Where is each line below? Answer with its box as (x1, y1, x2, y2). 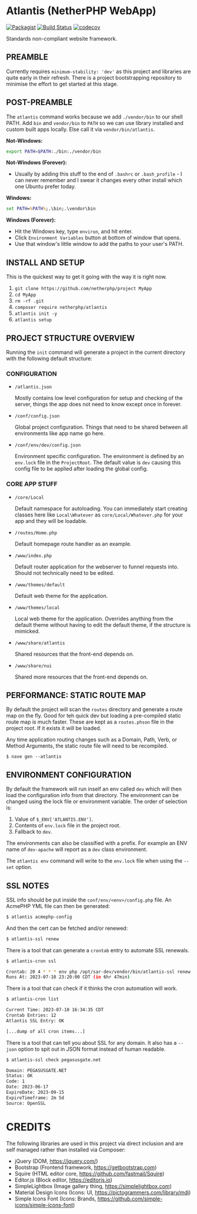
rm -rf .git (14, 298, 44, 304)
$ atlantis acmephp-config (6, 914, 72, 920)
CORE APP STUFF (6, 480, 58, 488)
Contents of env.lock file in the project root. (14, 822, 121, 829)
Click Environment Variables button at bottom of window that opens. (14, 234, 181, 241)
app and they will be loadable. (14, 517, 88, 524)
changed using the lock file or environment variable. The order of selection (6, 798, 188, 805)
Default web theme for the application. (14, 592, 108, 599)
